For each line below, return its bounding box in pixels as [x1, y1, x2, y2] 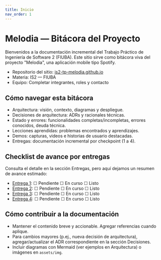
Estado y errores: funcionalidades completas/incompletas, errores [12, 117, 146, 123]
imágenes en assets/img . [12, 249, 63, 255]
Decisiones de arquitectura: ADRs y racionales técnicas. [12, 112, 126, 118]
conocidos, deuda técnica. [12, 122, 66, 128]
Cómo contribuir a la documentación [5, 210, 119, 219]
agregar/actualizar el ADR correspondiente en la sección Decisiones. [12, 239, 151, 245]
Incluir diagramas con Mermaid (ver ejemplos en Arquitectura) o [12, 244, 142, 250]
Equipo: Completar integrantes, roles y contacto [12, 80, 109, 86]
